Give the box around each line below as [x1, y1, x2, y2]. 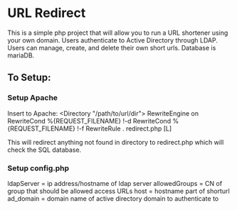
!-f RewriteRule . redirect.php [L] [77, 124, 172, 133]
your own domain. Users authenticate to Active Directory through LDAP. [7, 35, 218, 44]
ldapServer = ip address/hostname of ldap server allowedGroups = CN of [7, 179, 223, 187]
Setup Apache [7, 93, 58, 103]
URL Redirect [7, 5, 86, 21]
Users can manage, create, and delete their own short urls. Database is [7, 43, 216, 52]
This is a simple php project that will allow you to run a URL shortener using [7, 28, 228, 37]
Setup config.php [7, 163, 70, 173]
